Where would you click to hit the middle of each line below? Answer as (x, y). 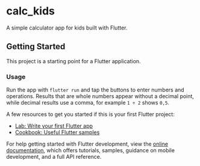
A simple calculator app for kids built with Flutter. (67, 28)
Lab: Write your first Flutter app (54, 126)
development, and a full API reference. (54, 157)
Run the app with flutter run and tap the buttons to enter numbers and (95, 90)
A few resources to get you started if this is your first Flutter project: (90, 114)
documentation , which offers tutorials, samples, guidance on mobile (90, 150)
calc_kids (31, 11)
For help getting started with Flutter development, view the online (87, 144)
